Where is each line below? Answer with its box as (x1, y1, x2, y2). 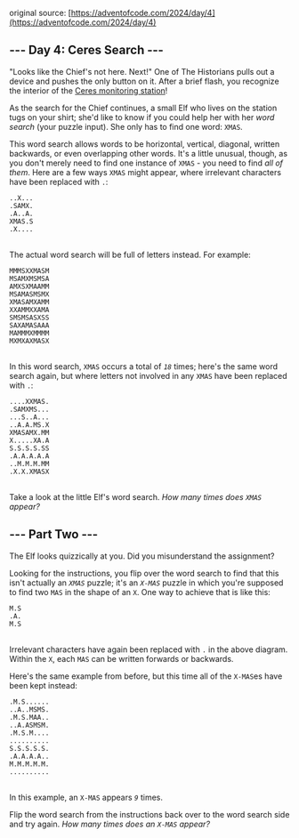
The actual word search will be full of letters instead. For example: (9, 249, 251, 260)
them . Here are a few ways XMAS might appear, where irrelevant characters (9, 166, 282, 177)
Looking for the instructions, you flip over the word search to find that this (9, 568, 279, 578)
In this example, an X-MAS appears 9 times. (9, 792, 163, 802)
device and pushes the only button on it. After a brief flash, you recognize (9, 76, 279, 86)
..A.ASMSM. (9, 721, 50, 729)
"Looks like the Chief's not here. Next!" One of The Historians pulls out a (9, 66, 275, 77)
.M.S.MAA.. (9, 713, 50, 721)
